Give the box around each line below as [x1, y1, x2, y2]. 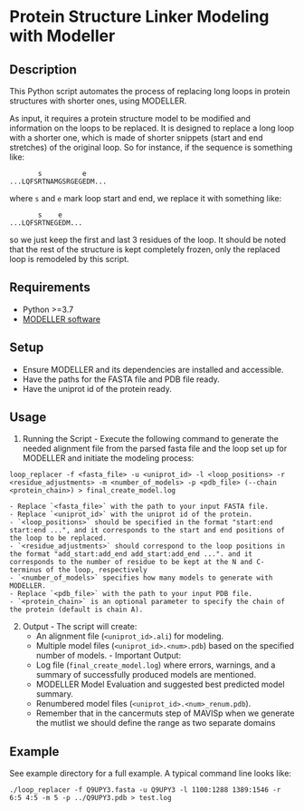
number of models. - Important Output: [35, 650, 182, 661]
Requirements [9, 279, 90, 296]
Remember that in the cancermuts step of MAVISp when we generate [35, 708, 295, 718]
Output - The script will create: [22, 621, 138, 632]
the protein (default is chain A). [9, 605, 144, 614]
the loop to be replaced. [9, 533, 107, 543]
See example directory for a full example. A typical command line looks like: [9, 768, 292, 779]
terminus [9, 565, 43, 575]
